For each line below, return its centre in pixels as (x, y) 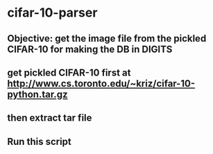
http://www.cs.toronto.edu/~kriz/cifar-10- (101, 84)
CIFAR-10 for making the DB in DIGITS (90, 49)
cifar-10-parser (52, 13)
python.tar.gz (37, 94)
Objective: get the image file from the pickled (107, 38)
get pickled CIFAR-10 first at (69, 72)
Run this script (39, 141)
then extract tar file (50, 118)
